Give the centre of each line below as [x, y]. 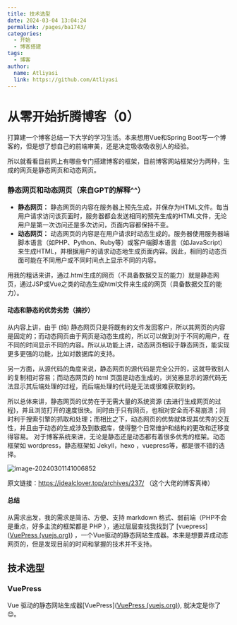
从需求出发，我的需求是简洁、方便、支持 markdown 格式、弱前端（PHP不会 [117, 518]
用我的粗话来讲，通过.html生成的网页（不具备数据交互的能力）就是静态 [110, 275]
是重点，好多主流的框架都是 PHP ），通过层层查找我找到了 [91, 526]
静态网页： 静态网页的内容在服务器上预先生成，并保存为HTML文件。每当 [123, 207]
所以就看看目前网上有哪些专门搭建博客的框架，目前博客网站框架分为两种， [115, 161]
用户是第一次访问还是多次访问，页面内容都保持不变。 [95, 225]
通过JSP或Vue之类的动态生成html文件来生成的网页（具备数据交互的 [118, 284]
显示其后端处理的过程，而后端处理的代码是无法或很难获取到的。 [106, 386]
